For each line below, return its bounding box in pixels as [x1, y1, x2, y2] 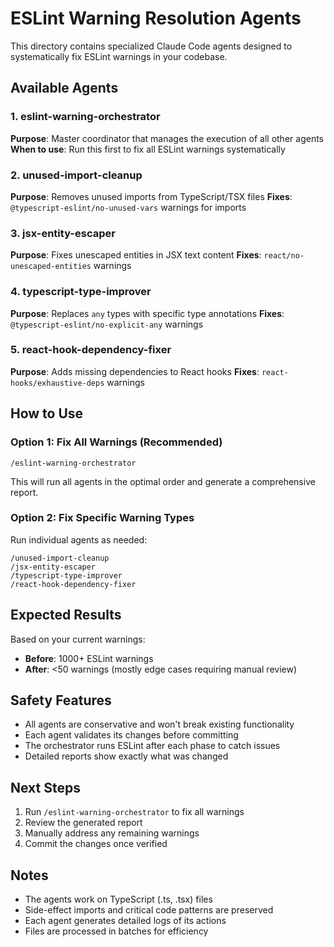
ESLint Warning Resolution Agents [10, 7, 302, 30]
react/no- [263, 251, 305, 261]
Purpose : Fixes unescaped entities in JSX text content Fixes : [10, 249, 262, 261]
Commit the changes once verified [24, 838, 168, 850]
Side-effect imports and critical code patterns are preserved [24, 904, 274, 916]
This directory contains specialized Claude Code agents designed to [10, 40, 293, 52]
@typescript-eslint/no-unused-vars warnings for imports [10, 201, 247, 213]
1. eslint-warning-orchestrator [10, 110, 161, 124]
